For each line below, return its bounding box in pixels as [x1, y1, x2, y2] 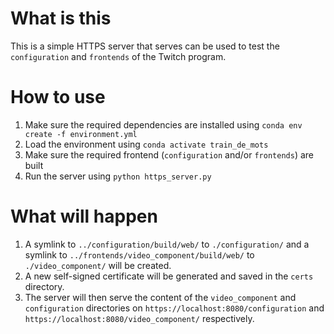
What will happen [10, 205, 158, 228]
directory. [24, 280, 65, 292]
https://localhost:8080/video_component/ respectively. [24, 312, 255, 324]
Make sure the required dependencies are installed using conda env [24, 118, 303, 131]
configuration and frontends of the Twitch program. [10, 50, 227, 62]
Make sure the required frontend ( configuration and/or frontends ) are [24, 148, 314, 161]
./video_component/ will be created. [24, 259, 172, 271]
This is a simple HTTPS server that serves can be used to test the [10, 40, 280, 52]
